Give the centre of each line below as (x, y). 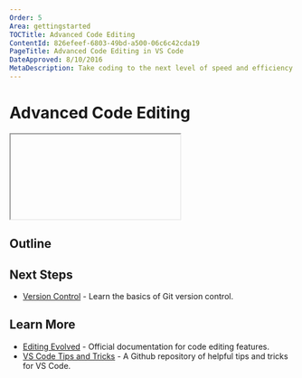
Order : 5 (26, 18)
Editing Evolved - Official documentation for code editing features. (146, 346)
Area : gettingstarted (50, 26)
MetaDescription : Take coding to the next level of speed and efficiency (151, 69)
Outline (30, 244)
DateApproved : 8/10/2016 (56, 60)
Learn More (42, 325)
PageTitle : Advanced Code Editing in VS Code (96, 52)
